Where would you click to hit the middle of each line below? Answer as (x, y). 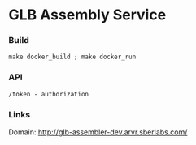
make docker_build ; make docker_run (72, 57)
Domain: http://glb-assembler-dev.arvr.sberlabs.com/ (98, 132)
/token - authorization (49, 94)
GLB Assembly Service (87, 15)
